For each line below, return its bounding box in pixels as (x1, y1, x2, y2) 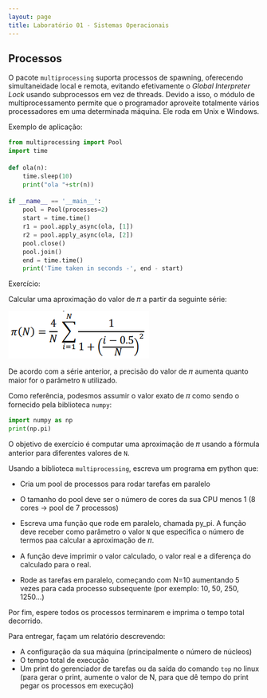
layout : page (8, 13, 52, 21)
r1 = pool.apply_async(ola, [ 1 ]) (22, 223, 134, 231)
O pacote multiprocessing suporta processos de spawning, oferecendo (8, 73, 244, 83)
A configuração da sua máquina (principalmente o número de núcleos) (19, 647, 253, 657)
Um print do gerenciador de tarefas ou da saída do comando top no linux (19, 664, 260, 673)
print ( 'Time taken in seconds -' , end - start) (22, 265, 183, 273)
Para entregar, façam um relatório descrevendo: (8, 632, 166, 641)
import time (8, 147, 48, 155)
